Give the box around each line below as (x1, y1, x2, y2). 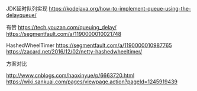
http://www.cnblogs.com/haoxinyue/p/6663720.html (6, 72, 135, 79)
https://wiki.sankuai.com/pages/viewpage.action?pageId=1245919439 (6, 78, 178, 85)
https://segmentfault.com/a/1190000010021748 (6, 31, 122, 37)
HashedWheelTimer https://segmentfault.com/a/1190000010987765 (6, 42, 173, 49)
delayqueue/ (6, 12, 37, 19)
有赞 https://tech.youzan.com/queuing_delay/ (6, 24, 117, 31)
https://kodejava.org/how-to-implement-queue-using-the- (49, 5, 191, 12)
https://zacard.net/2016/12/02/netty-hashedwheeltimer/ (6, 48, 143, 55)
